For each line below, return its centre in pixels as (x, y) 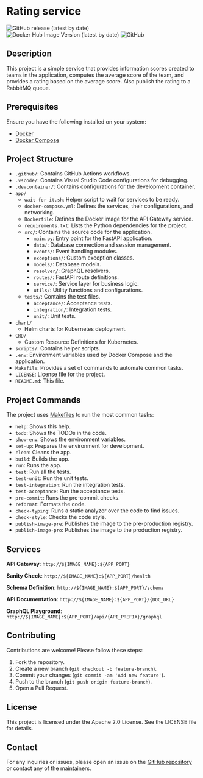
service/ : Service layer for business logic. (86, 284)
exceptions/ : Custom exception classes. (84, 258)
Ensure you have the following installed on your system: (76, 122)
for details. (20, 728)
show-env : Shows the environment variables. (70, 439)
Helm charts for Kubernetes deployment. (75, 329)
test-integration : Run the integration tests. (70, 485)
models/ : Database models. (67, 264)
